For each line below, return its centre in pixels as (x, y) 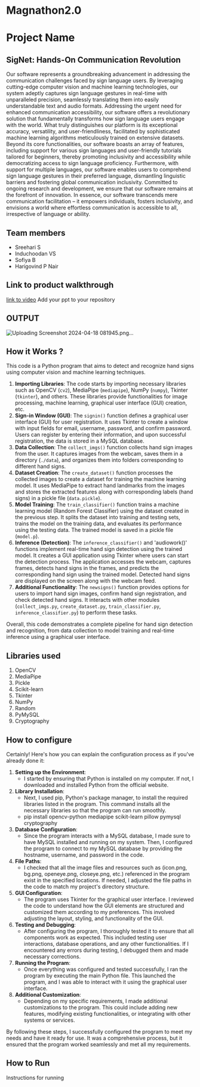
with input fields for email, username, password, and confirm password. (103, 428)
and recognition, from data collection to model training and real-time (90, 631)
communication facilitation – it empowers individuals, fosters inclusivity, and (99, 202)
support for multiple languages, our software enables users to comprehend (99, 170)
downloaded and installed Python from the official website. (96, 785)
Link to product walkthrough (60, 285)
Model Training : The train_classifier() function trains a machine (97, 505)
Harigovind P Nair (36, 266)
